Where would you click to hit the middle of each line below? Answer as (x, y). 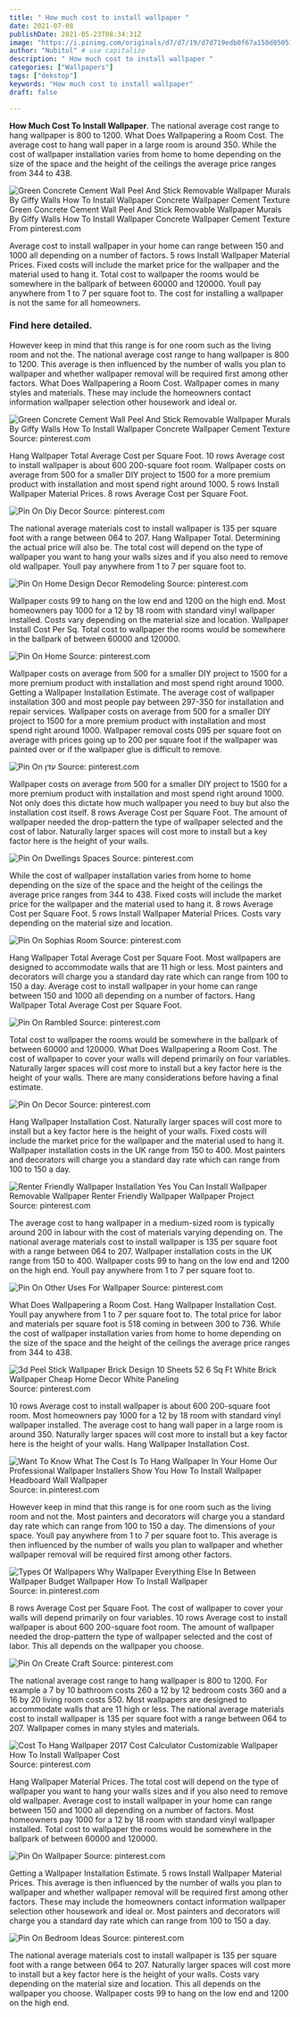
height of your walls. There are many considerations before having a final (144, 1077)
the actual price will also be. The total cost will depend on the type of (136, 547)
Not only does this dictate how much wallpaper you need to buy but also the (150, 803)
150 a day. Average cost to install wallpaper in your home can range (133, 986)
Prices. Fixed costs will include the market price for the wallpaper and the (144, 264)
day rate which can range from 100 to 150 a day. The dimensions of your (142, 1526)
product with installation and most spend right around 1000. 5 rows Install (144, 484)
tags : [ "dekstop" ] (43, 76)
